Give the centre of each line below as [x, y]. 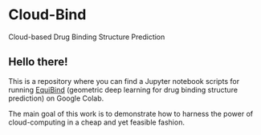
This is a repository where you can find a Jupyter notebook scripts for [124, 81]
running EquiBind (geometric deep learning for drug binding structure [123, 89]
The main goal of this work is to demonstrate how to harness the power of [131, 113]
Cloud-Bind [47, 15]
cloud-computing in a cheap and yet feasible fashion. [96, 122]
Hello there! [38, 62]
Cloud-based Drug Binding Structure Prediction [87, 37]
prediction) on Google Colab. [56, 98]
